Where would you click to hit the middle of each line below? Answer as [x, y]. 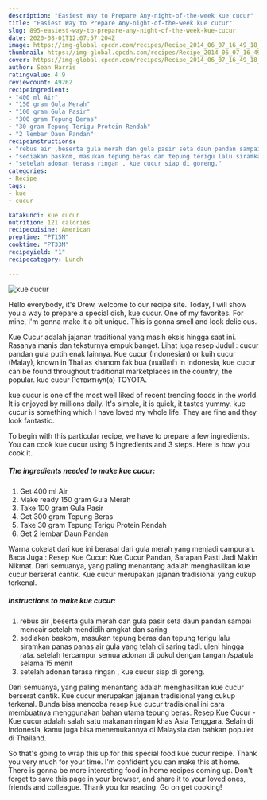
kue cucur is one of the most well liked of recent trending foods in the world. [133, 395]
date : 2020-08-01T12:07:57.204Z [62, 38]
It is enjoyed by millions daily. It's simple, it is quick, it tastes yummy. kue [127, 404]
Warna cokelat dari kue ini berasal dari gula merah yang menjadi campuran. [132, 548]
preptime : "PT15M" [39, 237]
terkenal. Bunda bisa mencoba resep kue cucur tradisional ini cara [116, 704]
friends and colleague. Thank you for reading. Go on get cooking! [115, 787]
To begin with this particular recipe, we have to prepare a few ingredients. [129, 435]
